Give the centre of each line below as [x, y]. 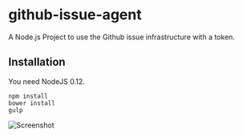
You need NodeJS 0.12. [47, 81]
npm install [28, 96]
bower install [32, 103]
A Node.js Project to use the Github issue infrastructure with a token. [121, 37]
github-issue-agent [75, 15]
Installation [37, 62]
